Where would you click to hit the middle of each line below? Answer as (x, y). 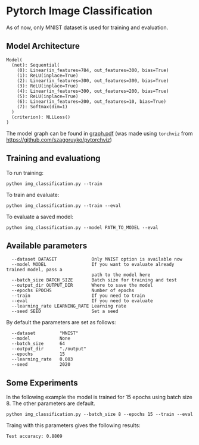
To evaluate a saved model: (40, 217)
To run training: (25, 173)
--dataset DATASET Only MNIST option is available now (97, 259)
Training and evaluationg (53, 159)
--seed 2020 (41, 365)
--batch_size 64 (38, 344)
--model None (41, 339)
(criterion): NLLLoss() (41, 117)
